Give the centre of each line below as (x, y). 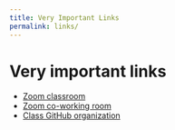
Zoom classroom (54, 96)
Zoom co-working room (67, 106)
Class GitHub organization (71, 115)
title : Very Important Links (64, 18)
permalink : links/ (44, 26)
